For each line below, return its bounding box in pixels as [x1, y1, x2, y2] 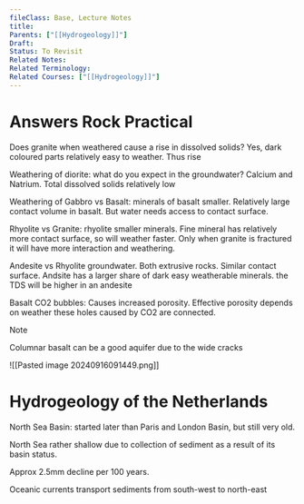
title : [9, 22, 34, 31]
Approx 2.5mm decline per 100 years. [9, 466, 150, 477]
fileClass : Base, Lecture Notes [9, 13, 132, 23]
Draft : [9, 38, 34, 48]
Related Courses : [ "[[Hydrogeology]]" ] [9, 73, 161, 82]
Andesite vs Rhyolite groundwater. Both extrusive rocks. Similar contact [9, 260, 277, 271]
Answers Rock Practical [9, 111, 193, 132]
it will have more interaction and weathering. [9, 242, 175, 253]
